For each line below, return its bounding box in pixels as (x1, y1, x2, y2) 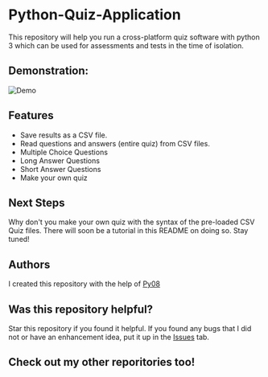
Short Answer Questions (19, 164, 101, 174)
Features (8, 109, 54, 122)
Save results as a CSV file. (19, 130, 108, 140)
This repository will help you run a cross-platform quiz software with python (8, 32, 260, 42)
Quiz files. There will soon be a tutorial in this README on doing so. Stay (8, 226, 249, 236)
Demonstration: (8, 64, 89, 78)
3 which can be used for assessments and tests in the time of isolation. (8, 40, 244, 50)
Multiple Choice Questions (19, 147, 109, 157)
